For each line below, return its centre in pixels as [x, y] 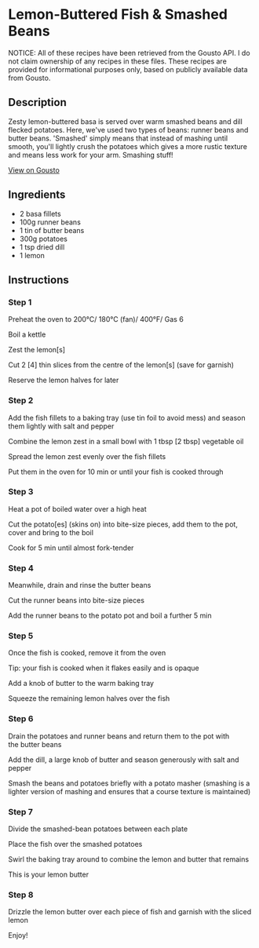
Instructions [38, 280]
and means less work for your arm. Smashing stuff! [91, 155]
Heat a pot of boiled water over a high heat [77, 509]
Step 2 [21, 400]
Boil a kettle [27, 334]
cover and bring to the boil [51, 532]
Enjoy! [18, 935]
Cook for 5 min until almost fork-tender [71, 548]
